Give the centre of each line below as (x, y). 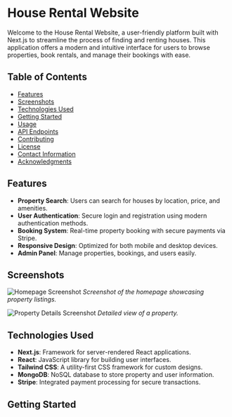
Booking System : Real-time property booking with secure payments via (122, 230)
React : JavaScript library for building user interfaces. (94, 360)
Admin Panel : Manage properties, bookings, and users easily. (107, 253)
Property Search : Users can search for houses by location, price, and (118, 200)
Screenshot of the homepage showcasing (143, 292)
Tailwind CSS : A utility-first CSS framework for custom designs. (110, 367)
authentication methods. (53, 223)
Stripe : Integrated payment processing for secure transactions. (109, 382)
